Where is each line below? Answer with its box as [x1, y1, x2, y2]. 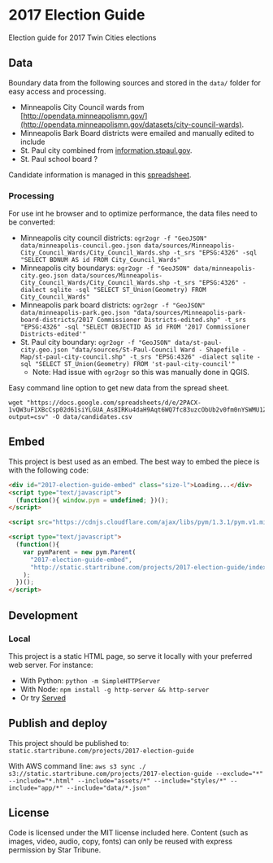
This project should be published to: [8, 738, 129, 747]
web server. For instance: [8, 660, 93, 669]
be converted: [8, 217, 55, 227]
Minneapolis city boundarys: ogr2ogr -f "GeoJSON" [19, 263, 191, 273]
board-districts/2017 [19, 316, 93, 325]
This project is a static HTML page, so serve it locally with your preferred [8, 651, 253, 660]
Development [8, 608, 79, 622]
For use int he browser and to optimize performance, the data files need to [8, 209, 258, 219]
